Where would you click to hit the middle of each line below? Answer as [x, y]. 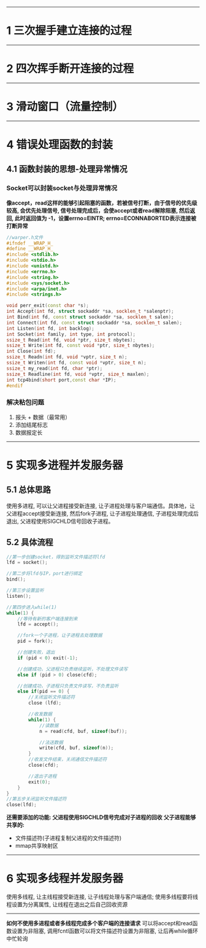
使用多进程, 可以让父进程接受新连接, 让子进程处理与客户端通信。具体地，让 [101, 506]
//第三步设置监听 [25, 590]
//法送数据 [51, 742]
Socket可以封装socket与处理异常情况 [62, 188]
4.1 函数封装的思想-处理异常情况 [67, 169]
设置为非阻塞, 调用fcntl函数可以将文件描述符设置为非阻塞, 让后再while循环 [105, 931]
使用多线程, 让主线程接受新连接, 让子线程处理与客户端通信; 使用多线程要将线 [102, 897]
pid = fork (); [35, 641]
